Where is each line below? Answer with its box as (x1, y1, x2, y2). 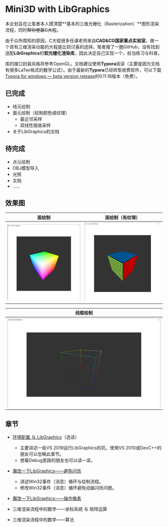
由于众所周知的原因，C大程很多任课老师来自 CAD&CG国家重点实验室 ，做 (5, 37, 155, 43)
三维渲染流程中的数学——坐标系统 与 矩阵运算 (12, 506, 107, 512)
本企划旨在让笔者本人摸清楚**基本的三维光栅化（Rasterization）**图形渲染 (5, 20, 159, 26)
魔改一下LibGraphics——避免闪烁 (12, 467, 81, 473)
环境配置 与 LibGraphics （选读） (12, 434, 79, 440)
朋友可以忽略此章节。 (19, 451, 64, 457)
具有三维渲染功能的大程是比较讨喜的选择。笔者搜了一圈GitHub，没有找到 (9, 43, 160, 49)
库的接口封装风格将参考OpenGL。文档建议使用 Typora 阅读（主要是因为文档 (5, 60, 160, 66)
